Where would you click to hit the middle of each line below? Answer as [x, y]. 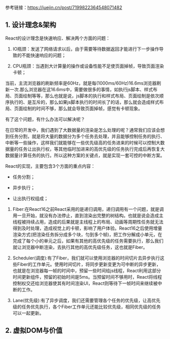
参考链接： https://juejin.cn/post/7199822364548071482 [64, 7]
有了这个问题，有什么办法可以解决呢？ [45, 119]
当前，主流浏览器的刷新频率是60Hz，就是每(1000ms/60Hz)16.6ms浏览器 [81, 83]
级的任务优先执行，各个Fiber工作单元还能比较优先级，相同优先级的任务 [87, 307]
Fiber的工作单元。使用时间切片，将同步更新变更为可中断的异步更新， [89, 264]
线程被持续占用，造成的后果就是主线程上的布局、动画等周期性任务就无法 [88, 221]
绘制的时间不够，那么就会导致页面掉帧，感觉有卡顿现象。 [82, 108]
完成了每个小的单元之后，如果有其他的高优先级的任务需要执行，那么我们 [88, 241]
